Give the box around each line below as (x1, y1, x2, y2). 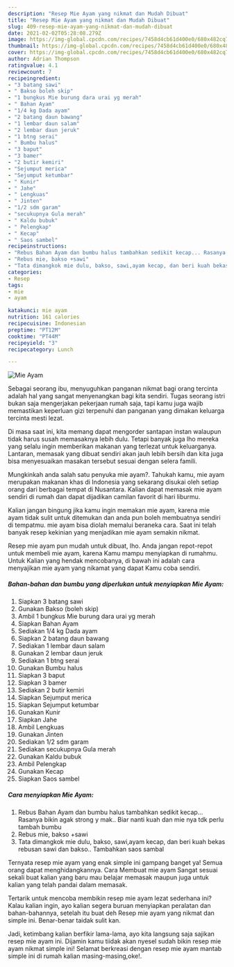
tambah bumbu (17, 823, 62, 831)
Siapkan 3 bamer (17, 678, 67, 687)
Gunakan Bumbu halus (17, 664, 83, 672)
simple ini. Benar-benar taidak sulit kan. (8, 916, 121, 925)
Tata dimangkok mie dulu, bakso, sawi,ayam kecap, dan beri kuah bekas (17, 838, 226, 846)
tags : (8, 282, 24, 289)
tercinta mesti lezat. (8, 414, 65, 423)
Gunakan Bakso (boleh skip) (17, 605, 99, 613)
